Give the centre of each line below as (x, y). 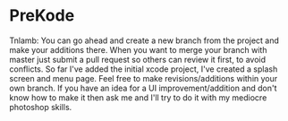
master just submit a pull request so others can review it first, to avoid (138, 59)
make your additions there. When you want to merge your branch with (138, 49)
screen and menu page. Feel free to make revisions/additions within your (144, 78)
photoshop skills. (41, 107)
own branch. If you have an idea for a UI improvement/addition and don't (143, 88)
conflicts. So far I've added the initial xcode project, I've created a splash (144, 69)
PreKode (42, 16)
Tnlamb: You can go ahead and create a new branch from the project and (144, 40)
